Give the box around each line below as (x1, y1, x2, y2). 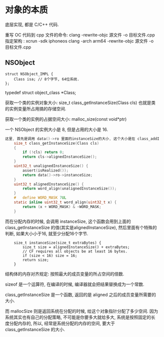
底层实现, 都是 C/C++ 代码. (5, 21, 59, 27)
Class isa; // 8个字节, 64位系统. (14, 77, 80, 82)
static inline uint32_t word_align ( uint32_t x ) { (14, 200, 117, 205)
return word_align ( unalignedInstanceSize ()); (22, 186, 117, 191)
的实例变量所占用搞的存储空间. (5, 105, 67, 111)
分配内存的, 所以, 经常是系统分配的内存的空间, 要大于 (9, 320, 115, 326)
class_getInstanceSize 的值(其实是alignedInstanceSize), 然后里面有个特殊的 (5, 224, 157, 230)
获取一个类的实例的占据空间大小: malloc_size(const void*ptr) (5, 116, 127, 122)
